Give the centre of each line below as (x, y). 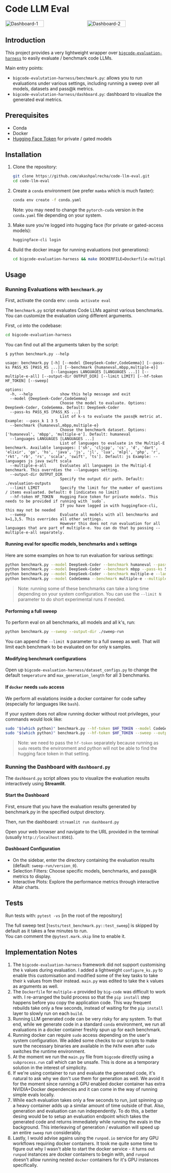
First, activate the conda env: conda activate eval (58, 300)
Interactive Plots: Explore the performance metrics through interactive (86, 882)
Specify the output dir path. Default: (102, 479)
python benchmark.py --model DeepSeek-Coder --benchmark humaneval (78, 565)
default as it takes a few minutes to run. (47, 931)
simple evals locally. (34, 1094)
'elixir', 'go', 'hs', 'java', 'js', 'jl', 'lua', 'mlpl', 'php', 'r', (83, 452)
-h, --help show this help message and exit (70, 394)
